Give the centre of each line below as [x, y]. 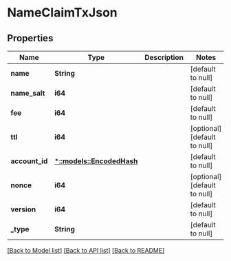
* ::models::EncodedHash [96, 161]
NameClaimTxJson [63, 13]
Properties [30, 38]
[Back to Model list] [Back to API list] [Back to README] [86, 250]
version [23, 209]
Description [164, 58]
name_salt [28, 93]
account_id [29, 161]
